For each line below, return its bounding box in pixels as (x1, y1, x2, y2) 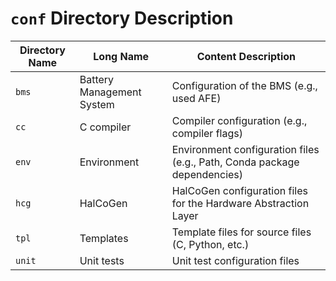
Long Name (93, 49, 150, 63)
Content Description (196, 49, 297, 63)
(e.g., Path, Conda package (171, 155, 300, 169)
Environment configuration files (171, 142, 320, 156)
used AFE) (171, 91, 222, 105)
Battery (79, 72, 115, 86)
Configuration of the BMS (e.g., (171, 78, 318, 92)
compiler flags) (171, 126, 243, 140)
